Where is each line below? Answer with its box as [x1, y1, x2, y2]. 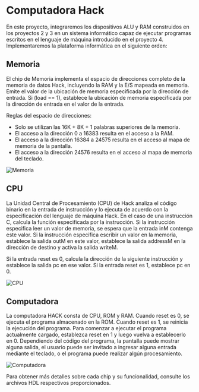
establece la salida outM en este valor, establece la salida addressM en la [6, 237, 186, 244]
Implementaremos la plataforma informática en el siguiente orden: [6, 42, 168, 49]
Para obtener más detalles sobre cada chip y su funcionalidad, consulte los [6, 373, 190, 380]
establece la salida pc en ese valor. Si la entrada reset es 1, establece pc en [6, 261, 191, 268]
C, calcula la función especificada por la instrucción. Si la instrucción [6, 218, 175, 226]
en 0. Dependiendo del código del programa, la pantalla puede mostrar [6, 337, 180, 344]
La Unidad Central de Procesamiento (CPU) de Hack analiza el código [6, 200, 177, 207]
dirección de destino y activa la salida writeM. [6, 244, 118, 251]
